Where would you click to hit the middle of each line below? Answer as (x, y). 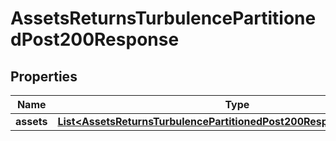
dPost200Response (95, 39)
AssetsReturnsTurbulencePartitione (163, 18)
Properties (44, 76)
